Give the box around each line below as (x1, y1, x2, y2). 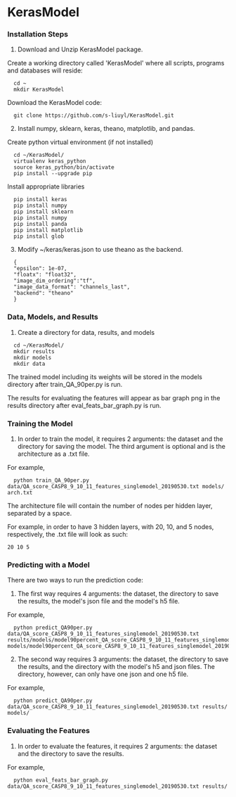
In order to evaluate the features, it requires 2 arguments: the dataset (17, 741, 218, 750)
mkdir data (13, 360, 46, 367)
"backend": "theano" (13, 290, 74, 297)
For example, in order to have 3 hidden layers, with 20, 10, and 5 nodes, (7, 523, 214, 531)
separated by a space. (7, 509, 72, 518)
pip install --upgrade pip (13, 170, 93, 177)
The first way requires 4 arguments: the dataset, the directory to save (17, 589, 219, 598)
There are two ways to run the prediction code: (7, 576, 144, 585)
